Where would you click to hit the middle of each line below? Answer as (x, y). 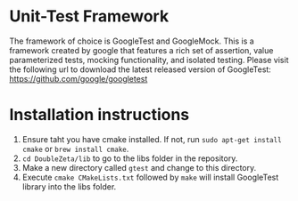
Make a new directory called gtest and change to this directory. (139, 167)
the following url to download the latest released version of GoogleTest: (141, 69)
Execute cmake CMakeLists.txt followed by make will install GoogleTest (150, 177)
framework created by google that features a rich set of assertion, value (141, 50)
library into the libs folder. (69, 186)
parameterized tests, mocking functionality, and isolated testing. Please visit (149, 60)
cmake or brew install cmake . (75, 149)
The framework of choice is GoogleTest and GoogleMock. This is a (132, 41)
